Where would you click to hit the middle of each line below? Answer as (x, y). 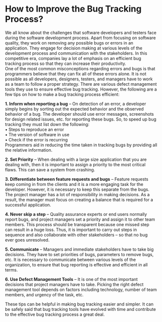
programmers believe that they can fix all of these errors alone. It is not (76, 74)
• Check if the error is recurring (37, 139)
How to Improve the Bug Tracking (73, 9)
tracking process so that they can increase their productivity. (66, 63)
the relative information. (29, 150)
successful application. (28, 205)
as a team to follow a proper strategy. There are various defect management (81, 84)
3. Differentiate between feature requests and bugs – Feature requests (77, 179)
